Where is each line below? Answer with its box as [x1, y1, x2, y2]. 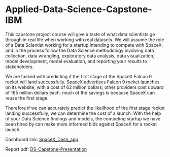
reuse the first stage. [5, 95, 49, 101]
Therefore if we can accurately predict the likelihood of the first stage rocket [5, 105, 165, 111]
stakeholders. [5, 64, 34, 70]
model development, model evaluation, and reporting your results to [5, 58, 147, 64]
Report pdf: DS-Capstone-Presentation [5, 146, 87, 152]
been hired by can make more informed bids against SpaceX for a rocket [5, 121, 157, 127]
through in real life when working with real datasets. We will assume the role [5, 37, 164, 43]
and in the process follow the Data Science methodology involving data [5, 47, 154, 53]
